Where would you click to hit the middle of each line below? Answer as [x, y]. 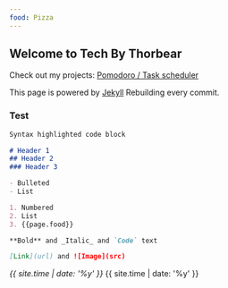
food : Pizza [31, 17]
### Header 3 [34, 167]
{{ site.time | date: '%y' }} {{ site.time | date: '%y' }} [104, 274]
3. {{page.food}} [42, 224]
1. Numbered [31, 208]
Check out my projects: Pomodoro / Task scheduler [104, 75]
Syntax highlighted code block [68, 134]
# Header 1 [30, 150]
